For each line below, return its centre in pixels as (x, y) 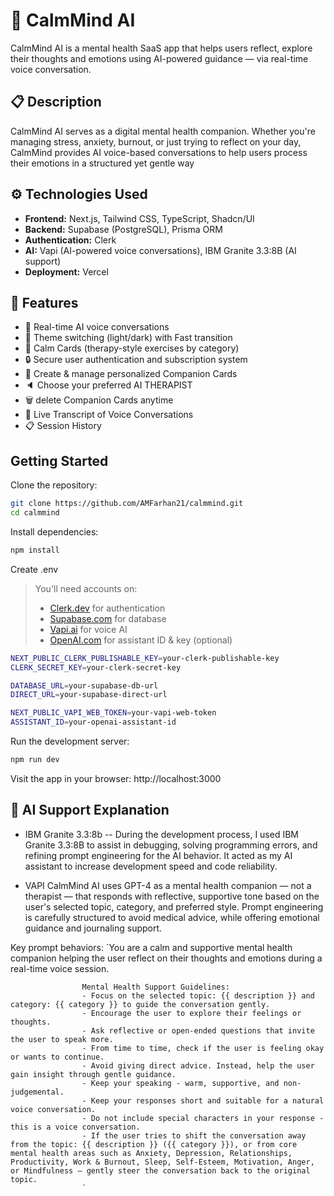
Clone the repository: (54, 485)
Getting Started (59, 460)
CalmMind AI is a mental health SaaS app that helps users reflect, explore (161, 48)
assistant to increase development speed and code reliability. (151, 866)
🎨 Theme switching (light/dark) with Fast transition (128, 338)
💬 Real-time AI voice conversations (97, 327)
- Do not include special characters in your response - (203, 1118)
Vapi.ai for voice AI (88, 629)
